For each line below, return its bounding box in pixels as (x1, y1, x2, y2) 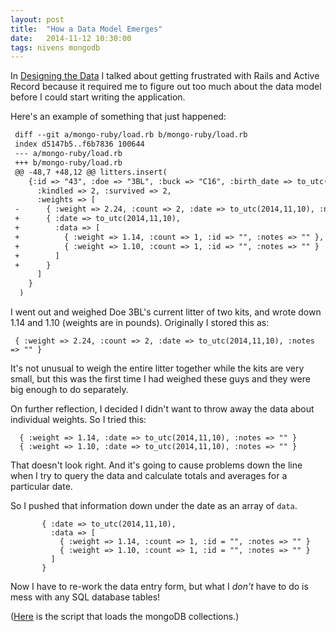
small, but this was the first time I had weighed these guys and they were (10, 373, 311, 385)
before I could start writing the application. (10, 91, 186, 103)
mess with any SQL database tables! (10, 591, 161, 603)
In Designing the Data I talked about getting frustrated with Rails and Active (10, 70, 320, 82)
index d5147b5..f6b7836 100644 (14, 139, 145, 150)
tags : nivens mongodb (10, 42, 101, 53)
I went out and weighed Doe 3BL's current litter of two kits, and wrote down (10, 306, 322, 318)
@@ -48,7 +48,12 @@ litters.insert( (14, 167, 168, 177)
